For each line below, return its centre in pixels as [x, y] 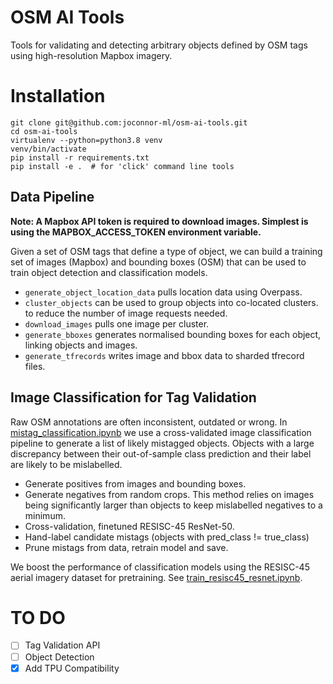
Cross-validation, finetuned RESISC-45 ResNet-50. [129, 526]
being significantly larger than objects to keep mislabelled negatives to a [173, 505]
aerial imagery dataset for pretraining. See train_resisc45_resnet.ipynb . [156, 577]
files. [35, 366]
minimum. [45, 515]
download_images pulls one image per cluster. [117, 323]
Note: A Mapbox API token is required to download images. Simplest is [159, 221]
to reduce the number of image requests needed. [126, 313]
